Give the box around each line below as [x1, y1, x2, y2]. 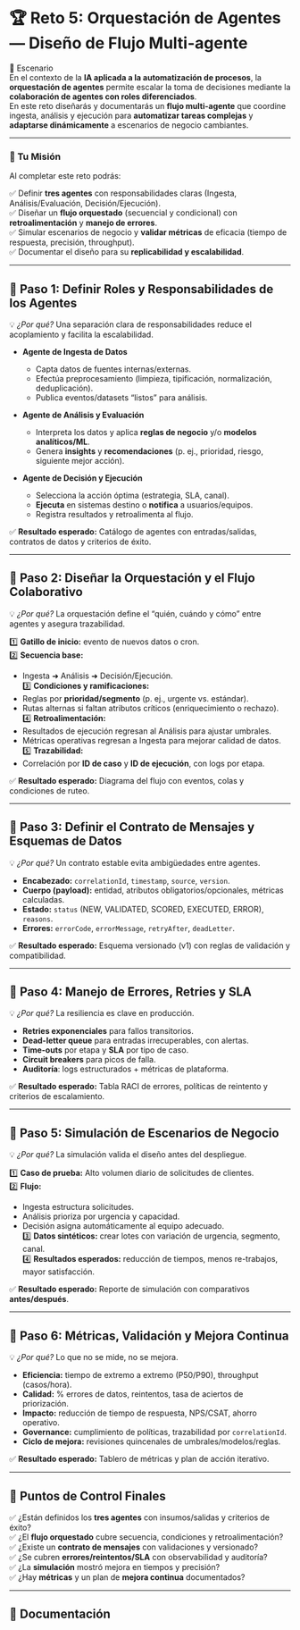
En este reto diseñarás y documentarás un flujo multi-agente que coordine [9, 100, 287, 111]
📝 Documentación [9, 1607, 111, 1622]
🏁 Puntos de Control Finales [9, 1488, 167, 1503]
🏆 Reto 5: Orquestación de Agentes [9, 8, 281, 29]
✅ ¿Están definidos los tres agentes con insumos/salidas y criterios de [9, 1512, 271, 1523]
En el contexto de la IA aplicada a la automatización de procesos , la [9, 71, 262, 82]
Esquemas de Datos [9, 834, 122, 849]
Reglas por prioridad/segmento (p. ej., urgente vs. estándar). [21, 693, 249, 703]
